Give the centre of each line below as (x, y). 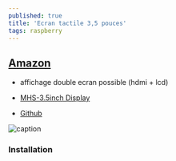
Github (31, 114)
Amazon (30, 63)
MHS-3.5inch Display (55, 98)
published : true (35, 16)
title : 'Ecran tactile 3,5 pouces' (68, 23)
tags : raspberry (35, 30)
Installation (31, 150)
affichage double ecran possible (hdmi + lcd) (94, 83)
